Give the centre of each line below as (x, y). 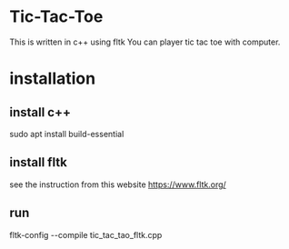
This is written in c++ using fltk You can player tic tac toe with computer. (145, 42)
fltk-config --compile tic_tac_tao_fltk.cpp (86, 234)
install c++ (40, 112)
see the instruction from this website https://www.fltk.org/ (118, 184)
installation (53, 79)
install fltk (39, 162)
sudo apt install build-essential (67, 134)
